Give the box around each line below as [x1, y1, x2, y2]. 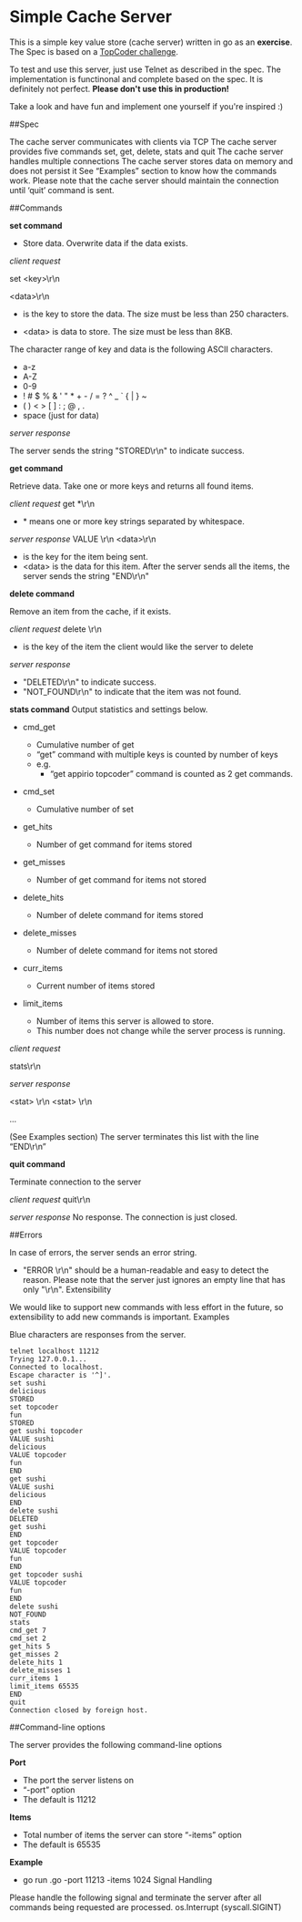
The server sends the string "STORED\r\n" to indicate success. [9, 445, 246, 456]
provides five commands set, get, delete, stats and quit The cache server [9, 146, 284, 157]
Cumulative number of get [35, 739, 135, 749]
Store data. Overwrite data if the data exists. [22, 237, 188, 248]
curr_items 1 [9, 1673, 59, 1683]
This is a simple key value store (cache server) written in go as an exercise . [9, 36, 293, 47]
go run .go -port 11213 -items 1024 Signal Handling [22, 1874, 213, 1885]
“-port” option [22, 1784, 75, 1795]
